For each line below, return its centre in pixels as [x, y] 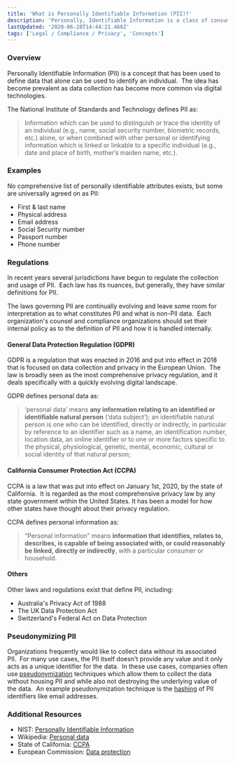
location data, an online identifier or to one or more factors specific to [124, 440]
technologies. [27, 95]
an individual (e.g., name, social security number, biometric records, [122, 130]
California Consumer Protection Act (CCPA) [72, 470]
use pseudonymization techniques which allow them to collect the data [109, 674]
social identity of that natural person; [77, 454]
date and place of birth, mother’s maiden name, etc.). [101, 152]
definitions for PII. [33, 292]
